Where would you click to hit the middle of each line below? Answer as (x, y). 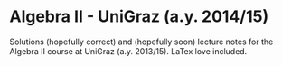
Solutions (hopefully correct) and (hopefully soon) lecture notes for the (141, 42)
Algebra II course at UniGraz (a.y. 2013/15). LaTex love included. (128, 51)
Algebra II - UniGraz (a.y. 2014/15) (139, 17)
